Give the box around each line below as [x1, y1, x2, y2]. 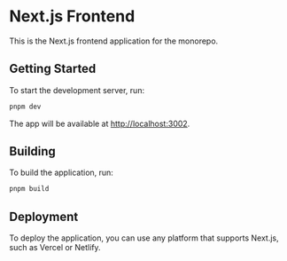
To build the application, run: [9, 167, 113, 178]
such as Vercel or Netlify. [9, 242, 101, 253]
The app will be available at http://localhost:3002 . [9, 118, 190, 129]
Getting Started [9, 61, 97, 76]
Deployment [9, 209, 79, 224]
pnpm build [9, 185, 50, 194]
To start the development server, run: [9, 84, 144, 95]
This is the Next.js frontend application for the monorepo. [9, 36, 219, 46]
